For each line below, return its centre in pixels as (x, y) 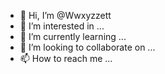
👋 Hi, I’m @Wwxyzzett (65, 15)
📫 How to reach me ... (66, 58)
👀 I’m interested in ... (62, 26)
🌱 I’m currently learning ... (73, 36)
